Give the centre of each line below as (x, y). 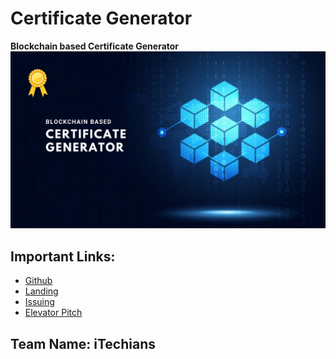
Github (38, 281)
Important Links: (63, 256)
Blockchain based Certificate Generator (95, 46)
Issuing (39, 302)
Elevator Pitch (53, 313)
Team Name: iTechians (83, 343)
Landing (41, 291)
